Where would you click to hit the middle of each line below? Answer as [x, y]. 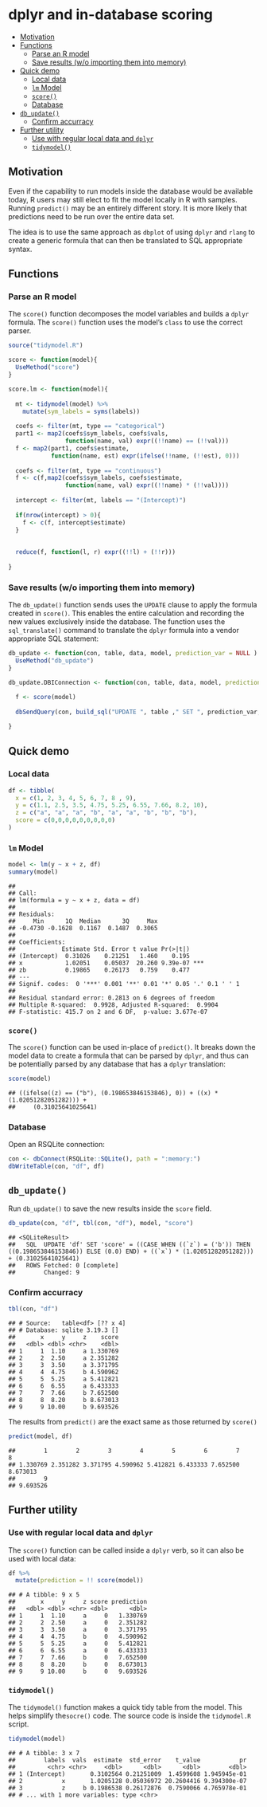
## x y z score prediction [78, 1602]
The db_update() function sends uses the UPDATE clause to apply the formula [133, 605]
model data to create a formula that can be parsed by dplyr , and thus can [128, 1056]
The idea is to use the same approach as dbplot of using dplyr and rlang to [132, 232]
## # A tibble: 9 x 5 [44, 1595]
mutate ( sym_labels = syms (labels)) [81, 411]
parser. [20, 331]
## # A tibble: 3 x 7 [44, 1753]
